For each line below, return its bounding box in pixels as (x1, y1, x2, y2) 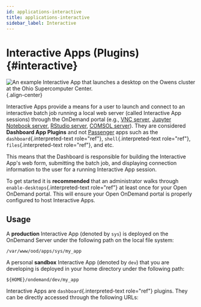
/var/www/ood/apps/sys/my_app (6, 248, 82, 255)
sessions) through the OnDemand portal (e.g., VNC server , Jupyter (6, 116, 172, 123)
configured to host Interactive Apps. (6, 197, 95, 204)
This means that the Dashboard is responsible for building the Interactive (6, 153, 187, 160)
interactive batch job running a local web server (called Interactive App (6, 110, 182, 117)
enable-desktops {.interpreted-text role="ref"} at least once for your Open (6, 184, 187, 191)
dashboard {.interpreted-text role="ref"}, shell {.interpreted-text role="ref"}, (6, 135, 191, 142)
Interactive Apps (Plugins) (6, 46, 140, 60)
